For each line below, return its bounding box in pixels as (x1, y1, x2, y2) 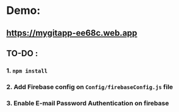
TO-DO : (6, 48, 38, 58)
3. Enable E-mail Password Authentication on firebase (6, 99, 169, 107)
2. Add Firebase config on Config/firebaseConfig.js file (6, 82, 174, 91)
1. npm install (6, 66, 47, 74)
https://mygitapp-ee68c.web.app (6, 28, 138, 38)
